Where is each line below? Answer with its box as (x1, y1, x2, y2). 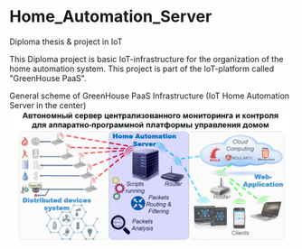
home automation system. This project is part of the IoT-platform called (9, 63, 275, 74)
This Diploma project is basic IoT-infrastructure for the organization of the (9, 53, 284, 64)
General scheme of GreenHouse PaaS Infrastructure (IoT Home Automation (9, 90, 290, 101)
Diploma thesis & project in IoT (9, 36, 123, 47)
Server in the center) (9, 99, 87, 110)
